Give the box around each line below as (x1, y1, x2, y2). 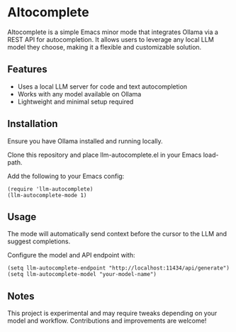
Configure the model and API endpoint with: (7, 251, 135, 260)
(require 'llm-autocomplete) (7, 185, 94, 192)
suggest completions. (7, 237, 71, 245)
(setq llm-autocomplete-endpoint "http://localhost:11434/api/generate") (7, 265, 230, 272)
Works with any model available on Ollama (17, 89, 142, 98)
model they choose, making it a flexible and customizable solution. (7, 43, 202, 51)
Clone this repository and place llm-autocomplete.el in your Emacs (7, 150, 202, 159)
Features (7, 63, 47, 75)
